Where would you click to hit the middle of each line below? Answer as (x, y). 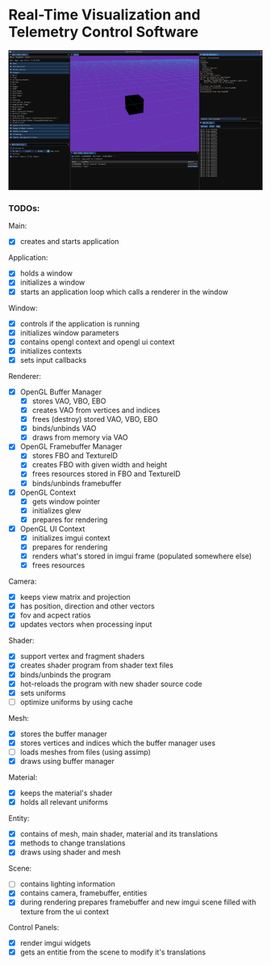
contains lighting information (67, 884)
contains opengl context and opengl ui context (97, 342)
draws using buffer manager (67, 761)
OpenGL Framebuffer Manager (71, 447)
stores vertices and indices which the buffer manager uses (118, 743)
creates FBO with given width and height (100, 465)
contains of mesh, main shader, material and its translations (119, 834)
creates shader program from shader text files (96, 665)
